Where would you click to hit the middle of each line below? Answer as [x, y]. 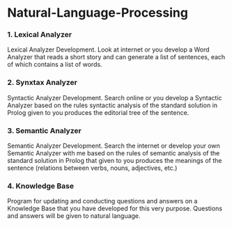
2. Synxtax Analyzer [42, 83]
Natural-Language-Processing [98, 13]
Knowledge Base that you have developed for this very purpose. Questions [115, 209]
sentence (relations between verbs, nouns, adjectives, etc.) [92, 168]
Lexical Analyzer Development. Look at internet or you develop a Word [109, 49]
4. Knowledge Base [41, 186]
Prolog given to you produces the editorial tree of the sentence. [98, 112]
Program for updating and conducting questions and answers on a [102, 201]
